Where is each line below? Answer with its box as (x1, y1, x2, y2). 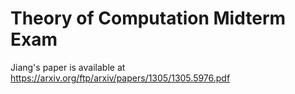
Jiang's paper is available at (10, 61, 126, 73)
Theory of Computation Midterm (10, 7, 287, 30)
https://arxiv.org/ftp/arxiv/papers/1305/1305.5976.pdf (10, 72, 231, 84)
